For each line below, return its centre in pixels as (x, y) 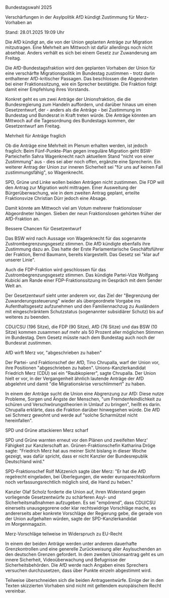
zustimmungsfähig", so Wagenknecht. (45, 172)
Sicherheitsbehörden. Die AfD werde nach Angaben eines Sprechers (76, 565)
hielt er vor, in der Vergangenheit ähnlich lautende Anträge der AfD (75, 379)
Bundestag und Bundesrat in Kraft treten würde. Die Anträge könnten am (81, 115)
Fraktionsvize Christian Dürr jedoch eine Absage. (56, 198)
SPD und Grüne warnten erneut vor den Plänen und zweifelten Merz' (77, 440)
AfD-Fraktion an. (22, 219)
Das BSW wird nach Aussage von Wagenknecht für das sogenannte (76, 238)
